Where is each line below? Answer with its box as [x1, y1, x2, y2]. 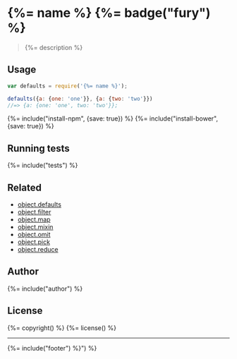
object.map [17, 215, 51, 224]
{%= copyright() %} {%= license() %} [7, 323, 117, 332]
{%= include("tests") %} [7, 161, 78, 170]
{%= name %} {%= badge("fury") [7, 5, 211, 21]
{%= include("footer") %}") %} [7, 343, 97, 352]
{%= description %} [24, 43, 83, 51]
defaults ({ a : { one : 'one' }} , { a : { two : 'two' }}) [7, 95, 153, 102]
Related [7, 181, 42, 193]
